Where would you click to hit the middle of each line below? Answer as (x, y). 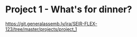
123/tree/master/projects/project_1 (41, 29)
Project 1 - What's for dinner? (69, 10)
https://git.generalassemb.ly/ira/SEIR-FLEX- (51, 24)
